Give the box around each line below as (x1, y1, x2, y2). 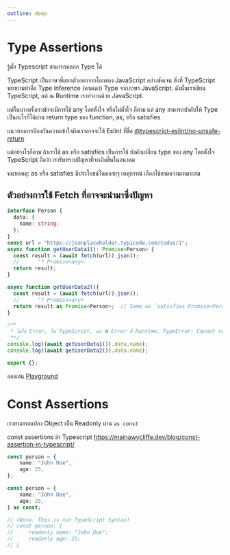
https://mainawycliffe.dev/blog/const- (93, 433, 201, 441)
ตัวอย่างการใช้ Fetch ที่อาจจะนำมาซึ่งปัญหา (7, 189, 153, 201)
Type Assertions (7, 39, 103, 55)
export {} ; (7, 359, 38, 366)
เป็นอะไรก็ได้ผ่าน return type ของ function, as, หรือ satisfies (7, 113, 161, 121)
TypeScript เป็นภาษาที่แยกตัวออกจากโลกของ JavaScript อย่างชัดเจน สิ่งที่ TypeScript (7, 76, 216, 84)
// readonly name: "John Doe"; (7, 529, 109, 536)
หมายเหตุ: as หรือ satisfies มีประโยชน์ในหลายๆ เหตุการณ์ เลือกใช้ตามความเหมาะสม (7, 169, 201, 177)
